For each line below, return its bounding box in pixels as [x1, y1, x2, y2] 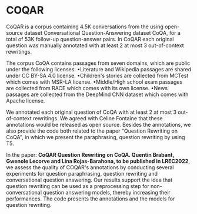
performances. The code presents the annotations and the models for [6, 195, 175, 202]
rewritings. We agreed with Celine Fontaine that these [33, 114, 163, 121]
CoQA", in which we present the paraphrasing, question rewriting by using [6, 133, 185, 140]
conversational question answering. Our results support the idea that [6, 176, 173, 183]
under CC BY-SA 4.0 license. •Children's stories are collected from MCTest [6, 72, 189, 79]
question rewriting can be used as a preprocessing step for [6, 182, 149, 189]
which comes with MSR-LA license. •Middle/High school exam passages [6, 78, 183, 85]
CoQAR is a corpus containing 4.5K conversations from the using [6, 23, 163, 30]
